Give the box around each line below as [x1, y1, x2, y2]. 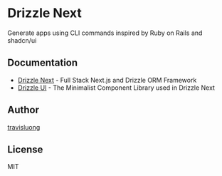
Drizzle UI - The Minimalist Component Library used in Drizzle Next [17, 83, 216, 92]
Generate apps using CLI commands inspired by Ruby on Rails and [7, 29, 203, 37]
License [7, 143, 43, 155]
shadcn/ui [7, 36, 37, 44]
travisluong [7, 123, 41, 131]
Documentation [7, 57, 78, 69]
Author [7, 104, 39, 116]
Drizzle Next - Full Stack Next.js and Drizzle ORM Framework [17, 76, 197, 84]
